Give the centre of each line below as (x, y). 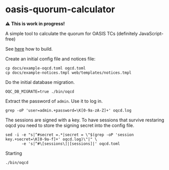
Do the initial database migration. (40, 82)
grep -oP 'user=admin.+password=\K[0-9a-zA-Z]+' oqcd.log (68, 110)
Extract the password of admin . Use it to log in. (54, 101)
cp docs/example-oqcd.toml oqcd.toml (46, 68)
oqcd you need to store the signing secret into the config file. (70, 125)
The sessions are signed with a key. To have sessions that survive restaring (85, 120)
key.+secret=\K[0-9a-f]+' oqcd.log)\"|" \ (51, 139)
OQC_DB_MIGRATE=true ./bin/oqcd (40, 91)
